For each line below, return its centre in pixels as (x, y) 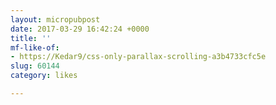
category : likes (44, 76)
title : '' (31, 38)
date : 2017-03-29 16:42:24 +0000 (80, 29)
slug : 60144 (35, 66)
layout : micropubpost (55, 19)
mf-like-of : (35, 47)
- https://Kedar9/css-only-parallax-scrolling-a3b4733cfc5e (138, 57)
